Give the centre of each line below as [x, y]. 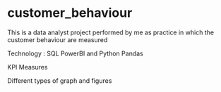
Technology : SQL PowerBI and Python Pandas [75, 53]
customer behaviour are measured [58, 39]
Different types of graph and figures [60, 80]
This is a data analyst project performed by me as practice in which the [110, 32]
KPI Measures [28, 67]
